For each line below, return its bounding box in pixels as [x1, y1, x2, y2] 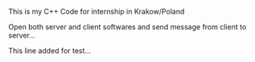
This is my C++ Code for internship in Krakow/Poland [8, 7, 185, 16]
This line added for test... [8, 46, 91, 55]
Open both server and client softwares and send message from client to [8, 22, 247, 31]
